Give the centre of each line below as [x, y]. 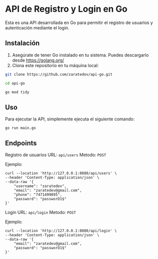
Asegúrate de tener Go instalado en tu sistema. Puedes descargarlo [80, 55]
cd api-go [15, 83]
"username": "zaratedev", [40, 186]
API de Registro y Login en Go [66, 9]
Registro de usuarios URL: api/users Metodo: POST [56, 155]
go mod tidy [17, 92]
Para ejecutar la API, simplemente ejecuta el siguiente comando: [70, 119]
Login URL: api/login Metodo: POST [41, 212]
